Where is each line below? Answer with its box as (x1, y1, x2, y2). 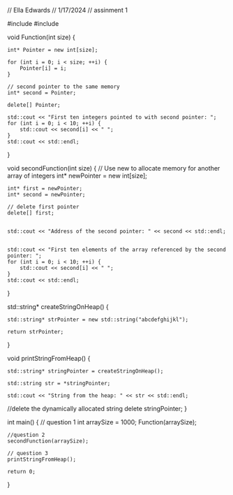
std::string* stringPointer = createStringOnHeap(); (7, 368, 164, 375)
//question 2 (7, 431, 45, 438)
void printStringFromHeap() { (7, 354, 91, 362)
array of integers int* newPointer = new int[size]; (7, 171, 148, 180)
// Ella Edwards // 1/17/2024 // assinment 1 (7, 6, 128, 14)
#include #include (7, 20, 59, 27)
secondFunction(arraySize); (7, 438, 89, 445)
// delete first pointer (7, 203, 80, 210)
